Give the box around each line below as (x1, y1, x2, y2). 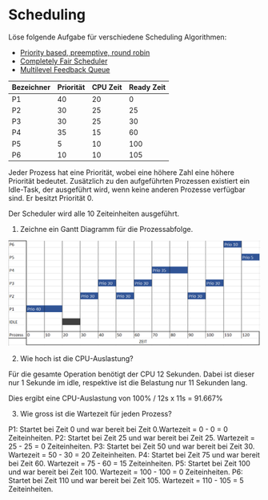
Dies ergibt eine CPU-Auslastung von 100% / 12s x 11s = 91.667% (8, 393, 223, 403)
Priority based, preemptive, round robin (19, 47, 150, 57)
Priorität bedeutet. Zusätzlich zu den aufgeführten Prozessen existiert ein (8, 177, 250, 186)
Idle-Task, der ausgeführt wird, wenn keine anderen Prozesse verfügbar (8, 185, 246, 194)
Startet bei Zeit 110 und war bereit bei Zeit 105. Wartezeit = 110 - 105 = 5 (8, 475, 244, 485)
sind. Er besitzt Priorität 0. (8, 193, 94, 203)
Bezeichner (11, 83, 50, 92)
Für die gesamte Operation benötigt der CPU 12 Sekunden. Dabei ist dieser (8, 369, 255, 379)
